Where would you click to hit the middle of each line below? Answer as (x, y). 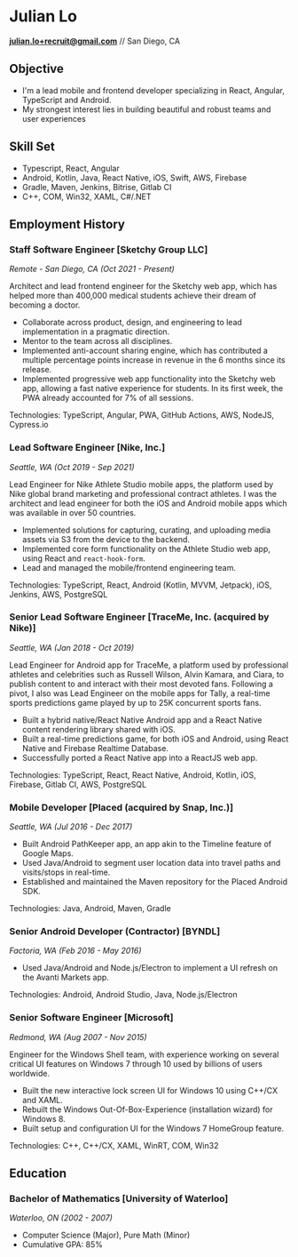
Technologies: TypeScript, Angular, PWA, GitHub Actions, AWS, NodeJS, (142, 415)
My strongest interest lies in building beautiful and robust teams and (146, 109)
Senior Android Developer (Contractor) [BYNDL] (115, 932)
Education (38, 1174)
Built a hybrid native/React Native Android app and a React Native (142, 720)
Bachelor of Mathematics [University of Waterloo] (119, 1199)
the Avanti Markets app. (65, 977)
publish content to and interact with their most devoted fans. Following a (141, 684)
